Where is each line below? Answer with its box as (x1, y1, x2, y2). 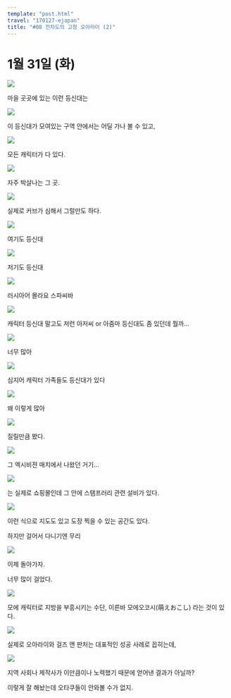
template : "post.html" (7, 10, 74, 18)
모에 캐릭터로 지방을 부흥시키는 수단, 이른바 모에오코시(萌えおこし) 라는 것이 (7, 604, 218, 612)
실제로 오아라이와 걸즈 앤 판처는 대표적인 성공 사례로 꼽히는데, (7, 640, 177, 649)
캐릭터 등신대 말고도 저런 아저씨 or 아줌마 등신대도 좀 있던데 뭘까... (7, 319, 189, 328)
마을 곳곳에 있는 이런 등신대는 (7, 94, 89, 102)
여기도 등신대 (7, 235, 44, 243)
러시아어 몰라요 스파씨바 (7, 291, 74, 300)
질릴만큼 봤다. (7, 432, 46, 441)
